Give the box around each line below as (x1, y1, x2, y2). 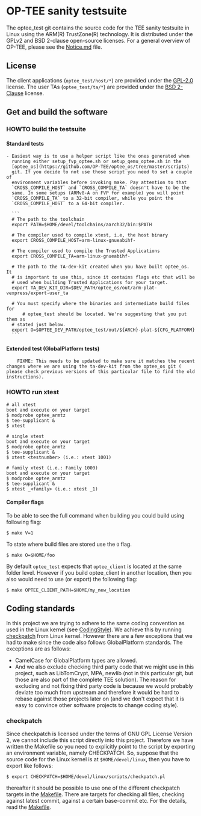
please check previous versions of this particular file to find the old (6, 369, 196, 375)
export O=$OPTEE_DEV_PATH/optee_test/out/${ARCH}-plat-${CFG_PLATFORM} (11, 327, 196, 333)
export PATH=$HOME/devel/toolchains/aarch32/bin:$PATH (11, 221, 152, 228)
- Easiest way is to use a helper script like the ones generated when (6, 153, 190, 159)
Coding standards (6, 604, 75, 614)
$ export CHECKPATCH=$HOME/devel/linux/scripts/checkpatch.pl (6, 774, 165, 780)
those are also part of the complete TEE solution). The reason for (14, 676, 176, 683)
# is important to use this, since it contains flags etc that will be (11, 274, 196, 280)
